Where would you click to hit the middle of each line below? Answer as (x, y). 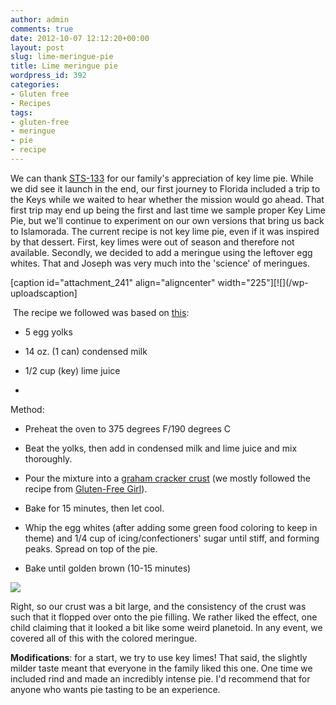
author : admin (40, 19)
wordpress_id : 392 (48, 76)
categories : (35, 85)
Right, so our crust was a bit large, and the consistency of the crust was (158, 606)
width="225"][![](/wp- (263, 282)
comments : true (42, 29)
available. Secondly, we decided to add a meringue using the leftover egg (161, 252)
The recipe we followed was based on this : (101, 312)
